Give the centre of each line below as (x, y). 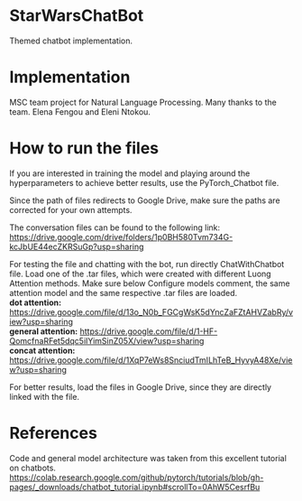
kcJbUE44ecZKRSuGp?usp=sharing (77, 246)
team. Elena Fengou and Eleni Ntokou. (80, 111)
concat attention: (42, 350)
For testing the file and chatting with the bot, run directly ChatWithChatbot (147, 264)
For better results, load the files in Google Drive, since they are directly (141, 387)
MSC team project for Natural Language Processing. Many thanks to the (143, 102)
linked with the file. (44, 396)
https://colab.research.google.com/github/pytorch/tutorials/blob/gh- (137, 477)
